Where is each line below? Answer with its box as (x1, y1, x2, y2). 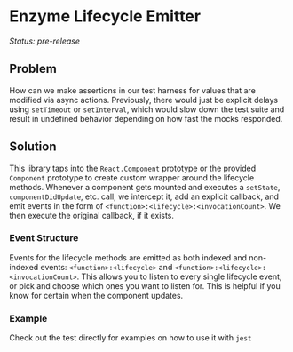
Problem (9, 61, 58, 76)
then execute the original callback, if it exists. (9, 210, 175, 220)
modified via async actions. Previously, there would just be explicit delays (9, 94, 278, 105)
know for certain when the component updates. (9, 290, 184, 300)
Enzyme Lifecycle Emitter (9, 6, 202, 27)
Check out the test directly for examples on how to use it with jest (9, 332, 252, 343)
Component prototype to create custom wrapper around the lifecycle (9, 172, 255, 183)
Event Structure (9, 232, 79, 244)
